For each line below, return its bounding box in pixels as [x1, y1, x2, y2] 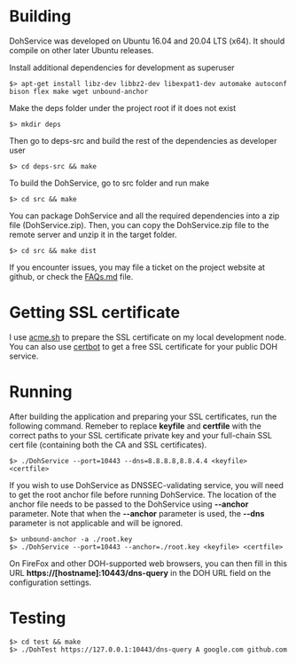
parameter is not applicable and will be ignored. [9, 517, 183, 528]
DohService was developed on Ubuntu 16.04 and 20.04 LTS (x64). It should [9, 36, 285, 46]
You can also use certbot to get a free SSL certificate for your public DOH [9, 341, 277, 351]
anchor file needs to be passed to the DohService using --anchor [9, 499, 249, 509]
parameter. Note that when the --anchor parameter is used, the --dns [9, 508, 265, 518]
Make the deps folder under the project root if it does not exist [9, 102, 237, 113]
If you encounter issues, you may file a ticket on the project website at [9, 262, 266, 272]
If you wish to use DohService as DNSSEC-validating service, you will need [9, 479, 284, 490]
